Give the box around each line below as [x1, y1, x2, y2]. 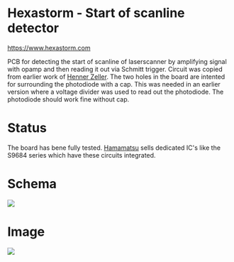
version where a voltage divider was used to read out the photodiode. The [7, 87, 224, 96]
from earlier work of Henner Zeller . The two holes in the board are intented [7, 72, 225, 81]
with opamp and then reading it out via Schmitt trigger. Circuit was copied [7, 65, 223, 73]
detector [7, 20, 60, 36]
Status [7, 120, 48, 136]
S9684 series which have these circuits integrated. [7, 151, 156, 159]
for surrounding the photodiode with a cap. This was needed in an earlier [7, 80, 221, 88]
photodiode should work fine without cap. [7, 94, 130, 104]
